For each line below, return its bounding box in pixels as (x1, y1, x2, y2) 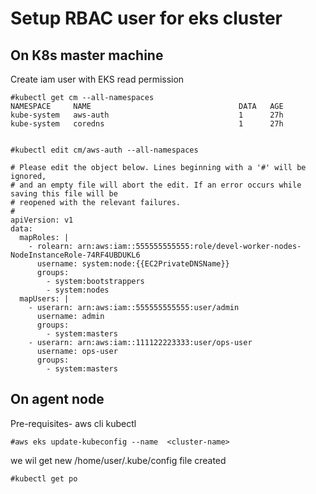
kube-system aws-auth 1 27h (10, 110, 284, 120)
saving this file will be (10, 189, 118, 199)
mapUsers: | (19, 294, 70, 304)
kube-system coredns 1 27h (10, 119, 284, 129)
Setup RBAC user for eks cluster (10, 7, 283, 30)
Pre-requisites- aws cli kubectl (10, 417, 137, 429)
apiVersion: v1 (10, 215, 74, 225)
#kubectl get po (10, 473, 78, 484)
